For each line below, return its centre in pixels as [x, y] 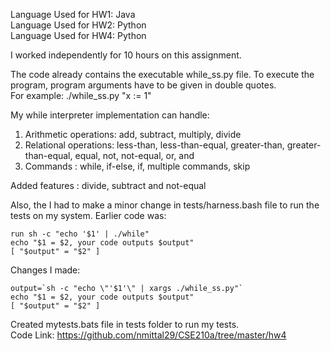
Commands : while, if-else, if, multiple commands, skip [137, 166]
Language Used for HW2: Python [78, 25]
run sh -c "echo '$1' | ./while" [80, 234]
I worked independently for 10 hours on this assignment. [126, 55]
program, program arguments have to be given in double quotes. [143, 85]
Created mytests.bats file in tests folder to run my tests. [125, 324]
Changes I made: [45, 270]
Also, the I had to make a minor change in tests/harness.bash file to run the [165, 205]
